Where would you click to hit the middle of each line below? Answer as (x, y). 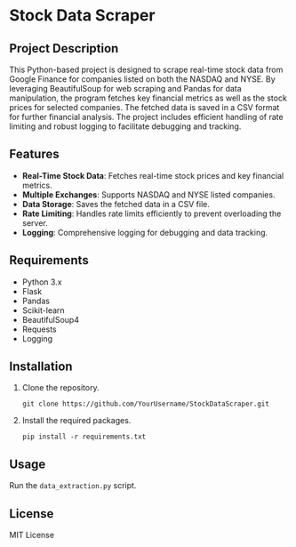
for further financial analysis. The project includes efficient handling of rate (146, 117)
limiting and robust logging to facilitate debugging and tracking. (125, 126)
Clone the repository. (60, 388)
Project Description (64, 48)
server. (35, 222)
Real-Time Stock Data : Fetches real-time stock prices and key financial (153, 175)
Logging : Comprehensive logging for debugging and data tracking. (145, 232)
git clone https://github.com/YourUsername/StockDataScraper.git (145, 404)
